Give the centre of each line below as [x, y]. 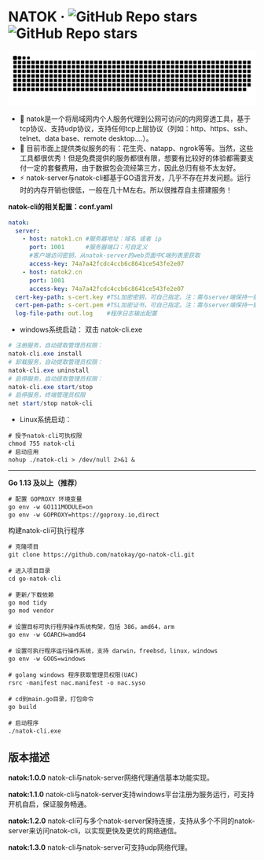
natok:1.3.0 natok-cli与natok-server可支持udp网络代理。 [100, 847]
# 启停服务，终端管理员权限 [47, 395]
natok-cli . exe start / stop [50, 387]
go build [22, 707]
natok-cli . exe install [45, 354]
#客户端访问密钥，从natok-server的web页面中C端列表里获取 [114, 255]
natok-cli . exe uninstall [49, 370]
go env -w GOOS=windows [47, 659]
